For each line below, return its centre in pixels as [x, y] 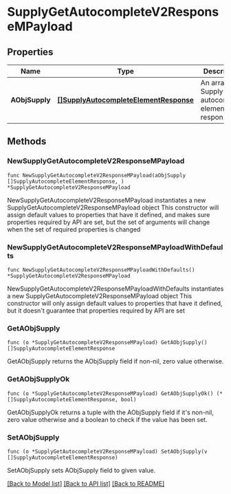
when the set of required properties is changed [74, 229]
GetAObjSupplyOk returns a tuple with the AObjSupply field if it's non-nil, [111, 412]
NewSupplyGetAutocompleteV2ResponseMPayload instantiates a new [107, 200]
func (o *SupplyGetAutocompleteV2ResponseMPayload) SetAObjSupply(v [107, 451]
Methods [27, 142]
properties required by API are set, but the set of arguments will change [109, 222]
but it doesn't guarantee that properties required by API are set [96, 311]
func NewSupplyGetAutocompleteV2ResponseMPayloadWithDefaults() [101, 270]
